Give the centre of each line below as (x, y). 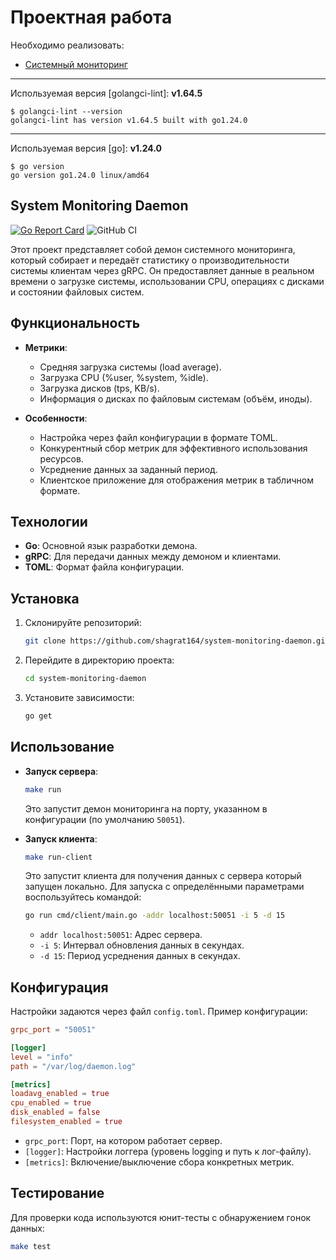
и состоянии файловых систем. (77, 292)
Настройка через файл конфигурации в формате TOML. (158, 437)
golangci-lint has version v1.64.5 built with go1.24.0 (129, 120)
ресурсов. (61, 458)
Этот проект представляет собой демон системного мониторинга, (153, 249)
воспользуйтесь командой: (83, 897)
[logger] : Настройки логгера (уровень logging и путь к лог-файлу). (168, 1151)
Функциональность (75, 323)
